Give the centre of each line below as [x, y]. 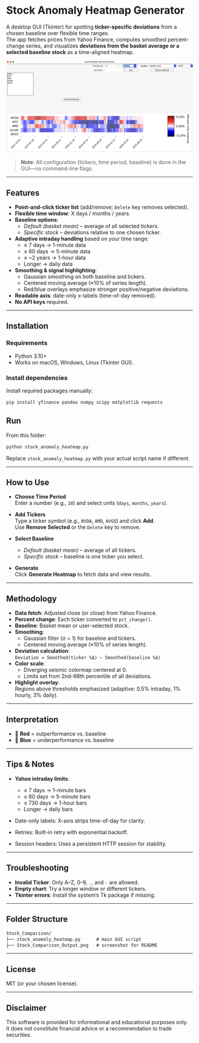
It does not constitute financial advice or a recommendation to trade [89, 1029]
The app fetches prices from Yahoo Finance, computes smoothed [86, 39]
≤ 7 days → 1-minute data [55, 245]
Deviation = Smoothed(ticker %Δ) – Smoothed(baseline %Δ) [88, 658]
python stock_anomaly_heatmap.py [47, 447]
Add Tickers [30, 514]
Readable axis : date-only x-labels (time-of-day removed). [86, 296]
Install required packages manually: [49, 391]
